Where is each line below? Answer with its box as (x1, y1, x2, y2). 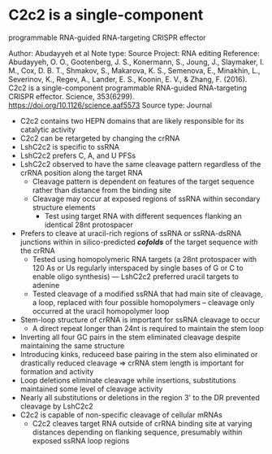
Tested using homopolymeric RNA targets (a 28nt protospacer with (32, 254, 257, 264)
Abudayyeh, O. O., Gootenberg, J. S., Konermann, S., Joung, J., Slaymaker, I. (8, 57, 265, 67)
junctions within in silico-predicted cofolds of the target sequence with (19, 237, 258, 247)
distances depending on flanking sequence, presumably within (32, 427, 243, 437)
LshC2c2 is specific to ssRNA (19, 142, 120, 151)
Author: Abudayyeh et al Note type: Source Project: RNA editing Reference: (8, 48, 260, 58)
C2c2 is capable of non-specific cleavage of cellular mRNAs (19, 409, 223, 420)
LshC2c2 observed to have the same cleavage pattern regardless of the (19, 159, 261, 168)
